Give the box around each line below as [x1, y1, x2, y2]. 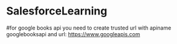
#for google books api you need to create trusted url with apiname [6, 24, 172, 31]
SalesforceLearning [6, 4, 108, 18]
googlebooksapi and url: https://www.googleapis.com [6, 30, 140, 37]
